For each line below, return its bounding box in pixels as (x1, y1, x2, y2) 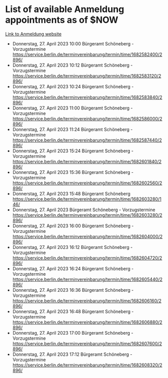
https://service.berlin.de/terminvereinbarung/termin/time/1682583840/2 (12, 94, 162, 100)
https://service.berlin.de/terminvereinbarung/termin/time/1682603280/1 (12, 196, 162, 202)
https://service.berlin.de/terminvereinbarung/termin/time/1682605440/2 (12, 276, 162, 282)
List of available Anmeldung (5, 4, 124, 15)
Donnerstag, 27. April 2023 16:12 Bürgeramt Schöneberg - (12, 244, 133, 250)
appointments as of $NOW (5, 14, 119, 26)
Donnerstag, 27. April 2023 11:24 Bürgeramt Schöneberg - (12, 126, 133, 132)
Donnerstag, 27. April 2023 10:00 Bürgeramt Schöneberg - (12, 40, 134, 46)
